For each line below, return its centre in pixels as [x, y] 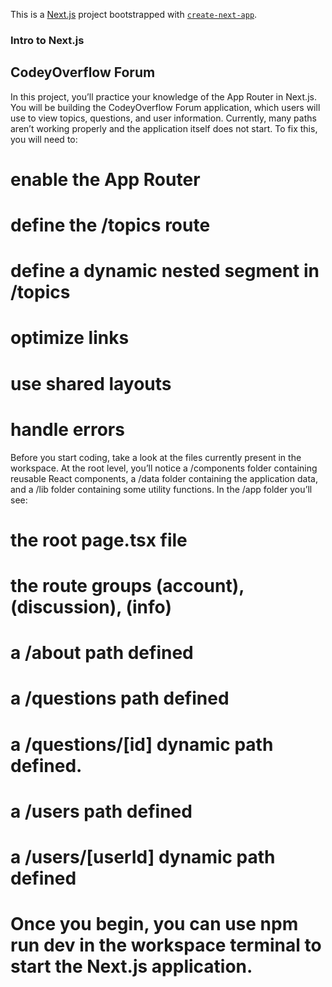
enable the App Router [105, 179]
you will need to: [44, 139]
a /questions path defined [120, 698]
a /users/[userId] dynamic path [143, 856]
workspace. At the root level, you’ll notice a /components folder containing [164, 468]
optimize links [70, 338]
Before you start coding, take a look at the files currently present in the [156, 457]
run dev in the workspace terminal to [166, 945]
